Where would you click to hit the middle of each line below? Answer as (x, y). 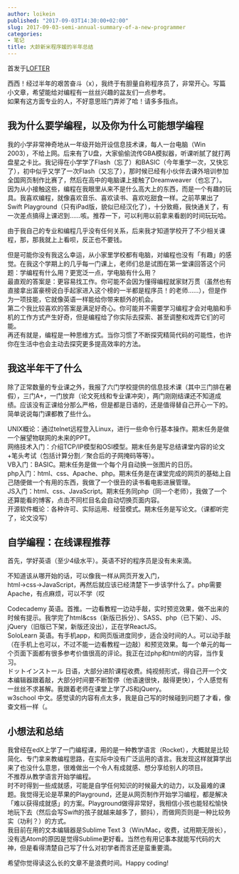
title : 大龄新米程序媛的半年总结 (51, 47)
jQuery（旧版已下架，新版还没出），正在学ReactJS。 (84, 627)
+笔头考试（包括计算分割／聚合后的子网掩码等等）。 (83, 455)
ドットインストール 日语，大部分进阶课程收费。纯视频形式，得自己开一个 (114, 671)
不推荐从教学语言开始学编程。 (51, 776)
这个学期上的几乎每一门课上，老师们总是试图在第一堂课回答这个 (125, 264)
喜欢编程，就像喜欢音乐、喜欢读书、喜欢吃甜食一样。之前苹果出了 (122, 197)
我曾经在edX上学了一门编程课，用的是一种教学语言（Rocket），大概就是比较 (118, 750)
